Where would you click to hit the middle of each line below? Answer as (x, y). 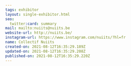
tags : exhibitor (22, 10)
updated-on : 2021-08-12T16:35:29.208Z (45, 51)
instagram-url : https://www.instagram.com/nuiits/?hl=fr (65, 38)
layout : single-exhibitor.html (38, 14)
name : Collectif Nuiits (30, 42)
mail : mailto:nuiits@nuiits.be (38, 28)
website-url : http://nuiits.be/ (39, 33)
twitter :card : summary (33, 24)
